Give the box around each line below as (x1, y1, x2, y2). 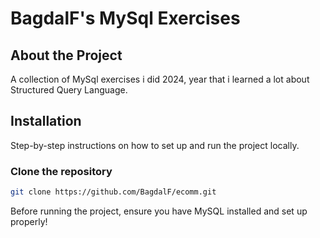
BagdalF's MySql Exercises (10, 7, 241, 30)
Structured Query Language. (10, 84, 128, 96)
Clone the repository (10, 164, 113, 178)
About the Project (10, 47, 123, 64)
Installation (10, 113, 82, 130)
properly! (10, 215, 48, 227)
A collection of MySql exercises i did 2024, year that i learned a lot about (10, 73, 310, 85)
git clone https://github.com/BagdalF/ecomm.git (10, 187, 217, 197)
